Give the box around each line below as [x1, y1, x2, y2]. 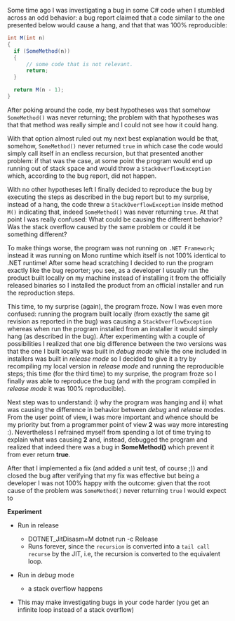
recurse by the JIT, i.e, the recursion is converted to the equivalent [27, 549, 221, 558]
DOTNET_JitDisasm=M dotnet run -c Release [27, 534, 159, 543]
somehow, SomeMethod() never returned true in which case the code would [7, 141, 223, 150]
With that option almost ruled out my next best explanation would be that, [7, 134, 220, 143]
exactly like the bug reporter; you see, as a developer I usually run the [7, 266, 209, 274]
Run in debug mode [17, 570, 75, 579]
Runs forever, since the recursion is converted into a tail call [27, 542, 210, 551]
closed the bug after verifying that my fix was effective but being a [7, 471, 200, 480]
